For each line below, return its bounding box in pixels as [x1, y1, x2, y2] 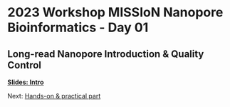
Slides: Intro [7, 78, 44, 86]
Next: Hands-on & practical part [7, 92, 101, 100]
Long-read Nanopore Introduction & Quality [7, 48, 204, 60]
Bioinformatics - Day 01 [7, 19, 149, 36]
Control [7, 58, 41, 71]
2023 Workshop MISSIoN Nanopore [7, 4, 224, 21]
